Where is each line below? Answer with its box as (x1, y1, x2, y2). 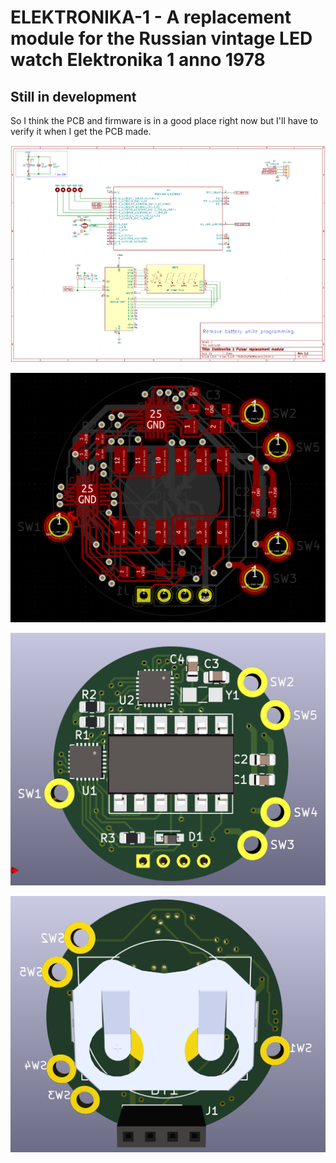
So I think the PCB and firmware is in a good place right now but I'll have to (10, 115, 319, 126)
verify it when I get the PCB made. (10, 126, 152, 137)
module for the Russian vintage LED (10, 27, 313, 50)
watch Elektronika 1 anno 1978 (10, 49, 266, 71)
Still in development (10, 88, 137, 105)
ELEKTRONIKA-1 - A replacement (10, 6, 292, 29)
